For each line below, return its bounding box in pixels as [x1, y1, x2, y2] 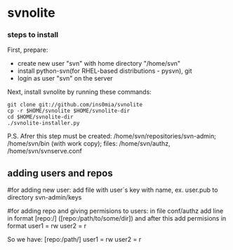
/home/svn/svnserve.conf [7, 147, 82, 155]
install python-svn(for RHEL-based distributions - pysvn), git [17, 67, 192, 75]
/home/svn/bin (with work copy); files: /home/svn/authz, [7, 139, 171, 148]
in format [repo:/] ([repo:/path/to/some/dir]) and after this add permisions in [7, 214, 227, 223]
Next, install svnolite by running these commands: [7, 88, 152, 96]
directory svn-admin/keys [7, 193, 82, 202]
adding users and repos [7, 167, 114, 179]
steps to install [7, 30, 59, 40]
